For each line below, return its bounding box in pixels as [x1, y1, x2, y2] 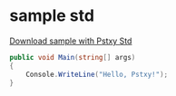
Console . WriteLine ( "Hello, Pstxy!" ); [25, 70, 169, 79]
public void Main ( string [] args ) [9, 53, 136, 62]
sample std [9, 5, 95, 26]
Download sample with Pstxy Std [9, 35, 132, 46]
